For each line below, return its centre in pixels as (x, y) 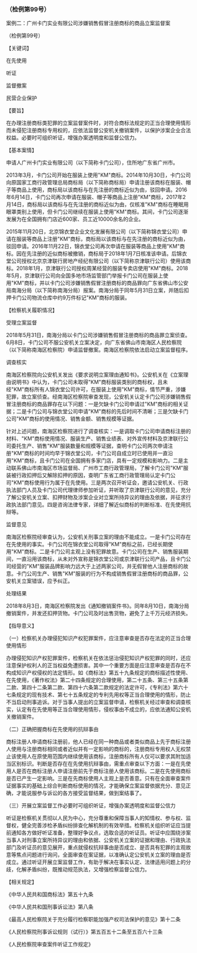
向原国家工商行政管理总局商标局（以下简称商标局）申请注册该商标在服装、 (96, 183)
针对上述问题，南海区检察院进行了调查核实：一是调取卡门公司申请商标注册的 (98, 431)
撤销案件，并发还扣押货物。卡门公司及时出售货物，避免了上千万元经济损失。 (98, 613)
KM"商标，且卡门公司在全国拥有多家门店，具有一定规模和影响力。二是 (98, 461)
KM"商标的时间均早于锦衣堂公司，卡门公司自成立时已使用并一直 (91, 453)
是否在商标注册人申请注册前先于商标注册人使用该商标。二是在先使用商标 (103, 771)
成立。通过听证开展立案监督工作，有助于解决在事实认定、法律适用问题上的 (96, 862)
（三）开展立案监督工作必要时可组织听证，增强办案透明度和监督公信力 (91, 806)
